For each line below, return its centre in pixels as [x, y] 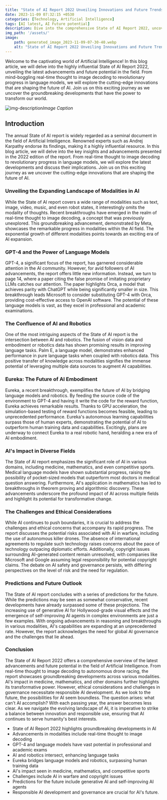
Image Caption [58, 108]
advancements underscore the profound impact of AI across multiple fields [82, 493]
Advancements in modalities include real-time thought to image [77, 734]
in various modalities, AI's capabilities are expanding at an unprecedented [81, 626]
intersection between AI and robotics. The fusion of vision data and [74, 340]
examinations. [19, 311]
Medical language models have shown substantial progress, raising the [78, 472]
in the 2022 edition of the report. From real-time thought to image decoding [83, 157]
